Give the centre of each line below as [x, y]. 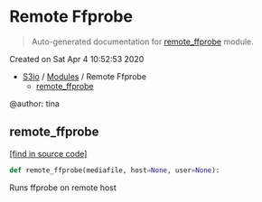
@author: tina [35, 103]
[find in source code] [48, 153]
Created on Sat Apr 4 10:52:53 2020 [77, 59]
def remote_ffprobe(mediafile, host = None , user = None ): [115, 170]
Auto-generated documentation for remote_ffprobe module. [143, 41]
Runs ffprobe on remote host [63, 188]
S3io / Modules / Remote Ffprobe [84, 76]
